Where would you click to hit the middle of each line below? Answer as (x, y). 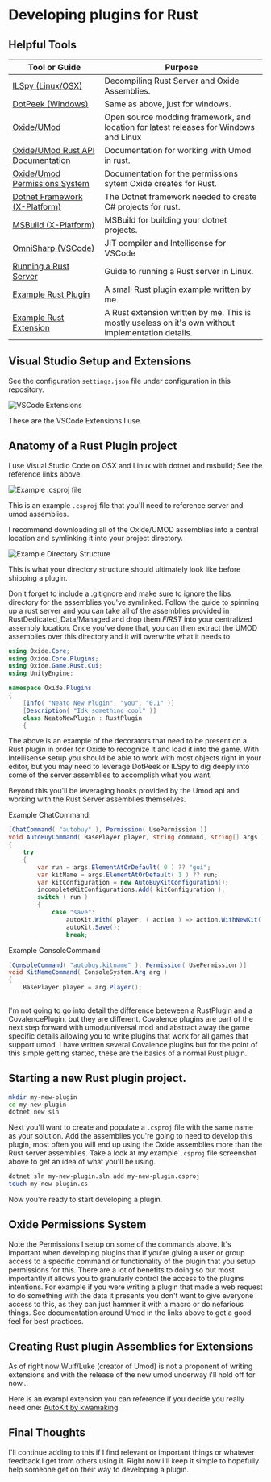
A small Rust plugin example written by (178, 289)
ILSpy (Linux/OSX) (48, 86)
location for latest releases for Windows (180, 127)
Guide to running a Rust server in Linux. (179, 271)
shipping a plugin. (38, 577)
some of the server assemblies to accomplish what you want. (110, 775)
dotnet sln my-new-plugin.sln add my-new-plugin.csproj (104, 1176)
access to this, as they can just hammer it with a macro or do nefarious (126, 1304)
